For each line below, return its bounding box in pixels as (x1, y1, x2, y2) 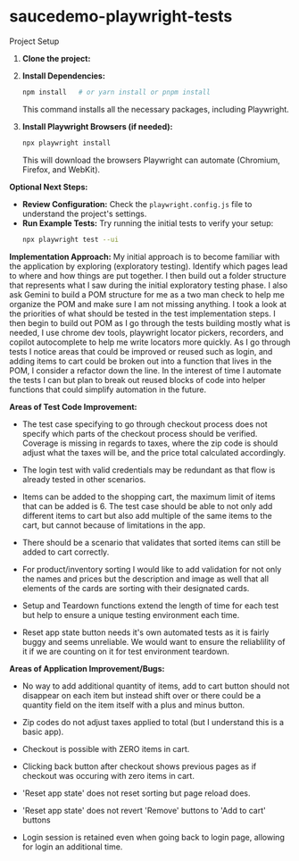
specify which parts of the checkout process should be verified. (21, 428, 258, 439)
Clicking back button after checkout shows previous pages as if (21, 761, 257, 772)
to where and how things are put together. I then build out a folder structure (9, 270, 287, 280)
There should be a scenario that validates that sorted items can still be (21, 537, 281, 548)
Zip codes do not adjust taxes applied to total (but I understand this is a (21, 716, 284, 727)
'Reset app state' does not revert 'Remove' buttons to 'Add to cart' (21, 805, 266, 815)
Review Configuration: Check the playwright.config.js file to (21, 198, 253, 209)
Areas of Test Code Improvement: (9, 401, 137, 412)
